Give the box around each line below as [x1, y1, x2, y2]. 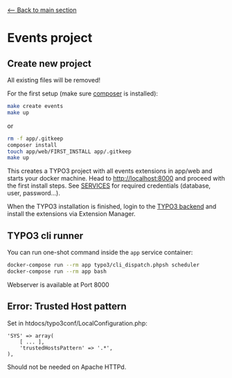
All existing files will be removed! [7, 76, 101, 84]
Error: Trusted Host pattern [7, 300, 127, 312]
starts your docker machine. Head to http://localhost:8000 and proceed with [7, 174, 225, 183]
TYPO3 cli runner [7, 230, 84, 242]
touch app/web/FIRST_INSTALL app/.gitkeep [7, 148, 132, 155]
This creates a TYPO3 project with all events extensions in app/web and [7, 167, 213, 175]
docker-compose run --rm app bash [7, 268, 107, 275]
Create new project [7, 57, 91, 69]
